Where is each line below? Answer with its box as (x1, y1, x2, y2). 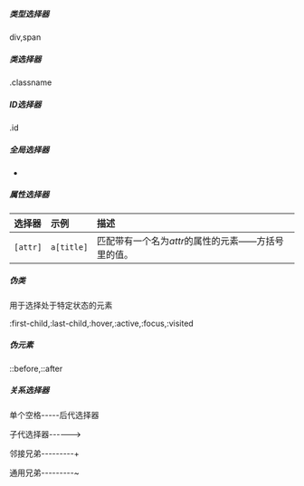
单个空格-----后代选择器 (9, 409, 100, 420)
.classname (9, 77, 52, 88)
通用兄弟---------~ (9, 467, 80, 478)
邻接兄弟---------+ (9, 448, 80, 459)
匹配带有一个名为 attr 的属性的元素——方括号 (96, 234, 284, 247)
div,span (9, 32, 42, 43)
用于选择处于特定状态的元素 (9, 300, 113, 310)
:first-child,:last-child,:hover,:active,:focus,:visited (9, 318, 195, 329)
